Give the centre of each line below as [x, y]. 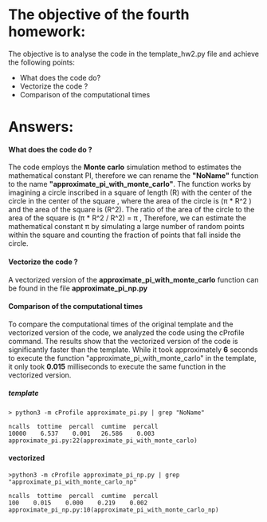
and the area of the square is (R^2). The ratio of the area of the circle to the [132, 210]
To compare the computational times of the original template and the [121, 324]
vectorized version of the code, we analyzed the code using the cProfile [126, 332]
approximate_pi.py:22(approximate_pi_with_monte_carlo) [103, 441]
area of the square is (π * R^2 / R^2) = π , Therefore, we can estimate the [128, 218]
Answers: [41, 127]
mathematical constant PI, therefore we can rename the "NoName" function [133, 176]
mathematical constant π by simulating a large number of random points [126, 227]
